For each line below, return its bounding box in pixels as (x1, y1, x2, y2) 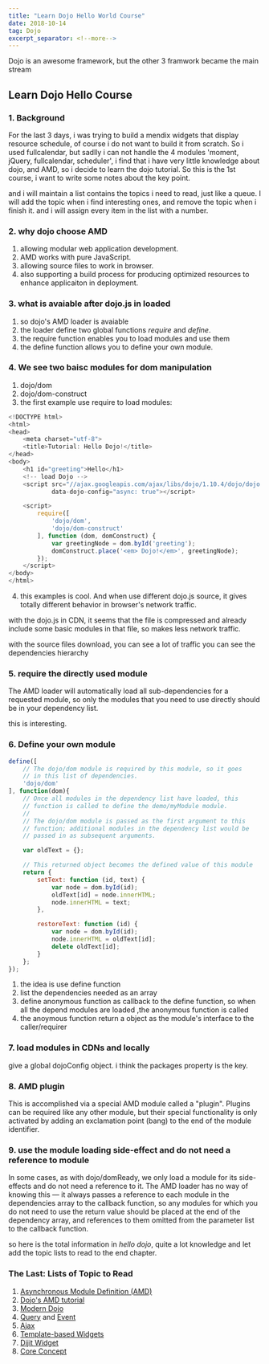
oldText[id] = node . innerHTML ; (51, 891, 157, 899)
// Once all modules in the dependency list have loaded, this (22, 794, 239, 803)
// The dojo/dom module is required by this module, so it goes (22, 765, 243, 773)
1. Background (8, 112, 66, 123)
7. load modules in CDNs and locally (8, 1042, 150, 1053)
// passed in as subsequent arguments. (22, 832, 157, 840)
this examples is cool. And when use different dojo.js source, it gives (19, 591, 247, 601)
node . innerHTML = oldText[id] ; (51, 935, 157, 944)
